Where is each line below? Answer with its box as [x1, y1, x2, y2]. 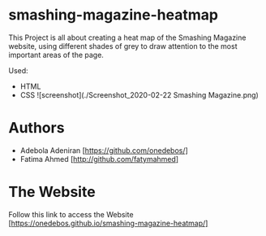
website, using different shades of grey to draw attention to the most [8, 41, 238, 50]
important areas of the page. [8, 50, 104, 59]
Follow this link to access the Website [8, 209, 134, 219]
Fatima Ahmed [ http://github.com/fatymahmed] [19, 154, 179, 164]
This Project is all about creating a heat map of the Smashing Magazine [8, 33, 247, 42]
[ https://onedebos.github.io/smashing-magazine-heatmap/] [8, 218, 208, 228]
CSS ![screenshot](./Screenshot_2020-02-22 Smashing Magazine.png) [19, 90, 260, 99]
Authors [8, 119, 65, 138]
